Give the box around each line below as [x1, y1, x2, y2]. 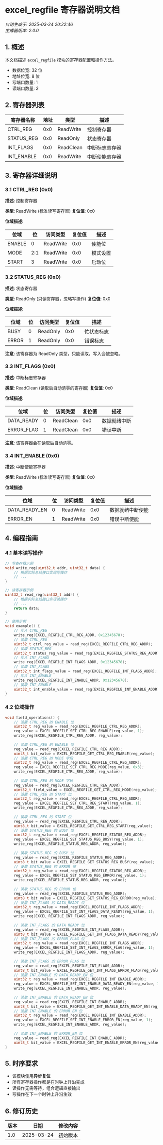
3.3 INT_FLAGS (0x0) [5, 363, 56, 370]
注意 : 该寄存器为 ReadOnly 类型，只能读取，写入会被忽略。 [5, 351, 123, 356]
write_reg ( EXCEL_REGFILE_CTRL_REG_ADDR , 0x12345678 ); [14, 633, 125, 638]
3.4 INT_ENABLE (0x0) [5, 452, 60, 459]
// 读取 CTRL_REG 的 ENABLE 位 [14, 742, 74, 747]
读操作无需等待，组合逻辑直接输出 [12, 1085, 81, 1091]
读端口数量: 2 [12, 85, 39, 91]
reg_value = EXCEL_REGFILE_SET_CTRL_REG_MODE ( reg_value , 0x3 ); [14, 765, 145, 770]
